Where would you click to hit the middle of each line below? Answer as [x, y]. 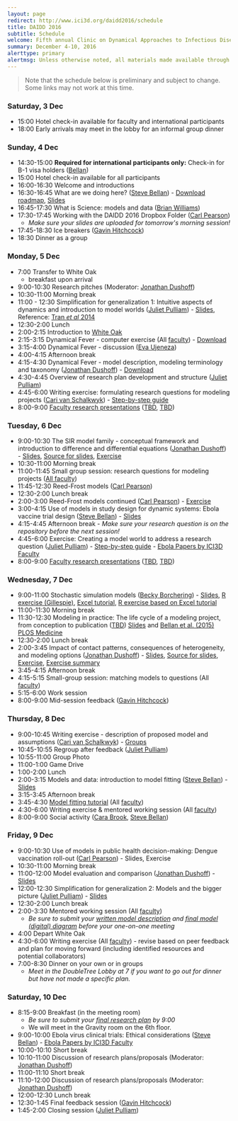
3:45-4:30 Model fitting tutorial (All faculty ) [80, 802]
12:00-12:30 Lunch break [54, 1096]
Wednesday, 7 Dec [40, 579]
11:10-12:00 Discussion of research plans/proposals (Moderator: [110, 1080]
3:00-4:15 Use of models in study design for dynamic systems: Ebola [118, 508]
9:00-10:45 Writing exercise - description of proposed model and [113, 734]
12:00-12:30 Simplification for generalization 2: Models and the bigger [119, 888]
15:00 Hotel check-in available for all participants [89, 178]
